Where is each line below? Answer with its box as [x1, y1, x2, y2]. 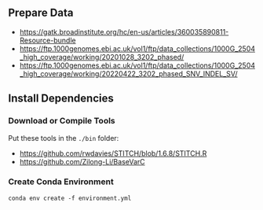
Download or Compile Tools [8, 116, 115, 127]
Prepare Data [8, 6, 74, 20]
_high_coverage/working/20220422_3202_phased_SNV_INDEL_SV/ [19, 68, 238, 78]
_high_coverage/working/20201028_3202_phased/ [19, 52, 184, 61]
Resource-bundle [19, 35, 76, 45]
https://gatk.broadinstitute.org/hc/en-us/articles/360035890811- [19, 27, 229, 36]
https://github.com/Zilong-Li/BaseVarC [19, 157, 145, 166]
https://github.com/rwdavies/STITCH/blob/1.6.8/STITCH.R [19, 149, 207, 158]
